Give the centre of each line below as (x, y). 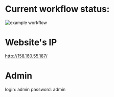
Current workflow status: (57, 9)
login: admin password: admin (35, 89)
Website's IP (31, 42)
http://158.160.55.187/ (26, 56)
